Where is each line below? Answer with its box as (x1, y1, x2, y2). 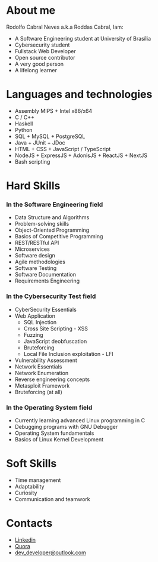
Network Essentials (14, 363, 62, 370)
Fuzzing (23, 331, 43, 338)
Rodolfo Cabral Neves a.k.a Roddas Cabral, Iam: (6, 23, 124, 30)
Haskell (14, 120, 33, 127)
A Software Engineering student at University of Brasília (14, 35, 151, 42)
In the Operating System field (6, 403, 93, 411)
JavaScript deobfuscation (23, 337, 87, 345)
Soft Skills (6, 457, 57, 471)
